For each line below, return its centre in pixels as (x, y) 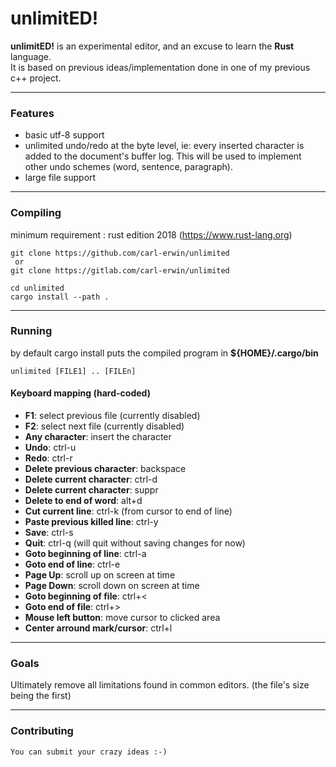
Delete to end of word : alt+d (83, 501)
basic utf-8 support (64, 135)
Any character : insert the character (98, 437)
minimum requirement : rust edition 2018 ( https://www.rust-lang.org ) (151, 234)
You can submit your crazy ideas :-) (89, 752)
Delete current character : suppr (91, 490)
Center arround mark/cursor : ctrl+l (98, 628)
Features (32, 113)
